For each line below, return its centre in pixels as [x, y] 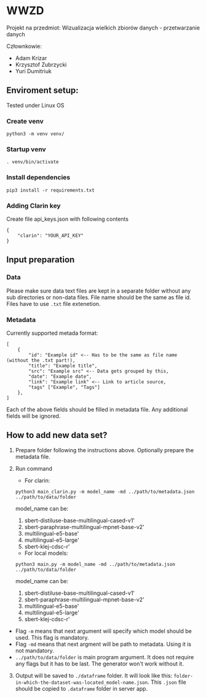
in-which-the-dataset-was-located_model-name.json [81, 683]
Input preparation [41, 260]
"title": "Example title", [63, 366]
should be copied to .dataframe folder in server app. [81, 688]
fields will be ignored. [34, 416]
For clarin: [37, 480]
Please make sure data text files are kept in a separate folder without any [99, 291]
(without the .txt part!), [41, 360]
